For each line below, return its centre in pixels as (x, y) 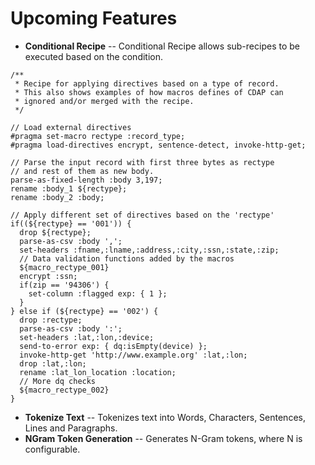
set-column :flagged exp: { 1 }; (98, 293)
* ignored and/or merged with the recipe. (104, 101)
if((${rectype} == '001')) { (71, 223)
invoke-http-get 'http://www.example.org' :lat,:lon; (133, 355)
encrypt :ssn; (48, 276)
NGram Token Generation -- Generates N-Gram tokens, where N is (163, 438)
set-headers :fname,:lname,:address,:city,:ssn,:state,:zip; (149, 250)
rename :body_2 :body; (57, 197)
